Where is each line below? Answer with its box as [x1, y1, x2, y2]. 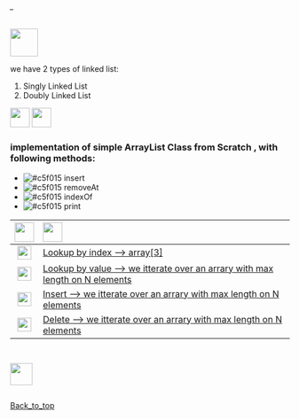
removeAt [63, 182, 99, 192]
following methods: [10, 152, 96, 165]
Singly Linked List [22, 81, 88, 91]
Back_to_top [10, 400, 55, 411]
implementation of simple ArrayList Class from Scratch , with [10, 141, 279, 153]
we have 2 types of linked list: [10, 64, 119, 74]
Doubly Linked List [22, 90, 91, 101]
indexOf [63, 191, 93, 202]
